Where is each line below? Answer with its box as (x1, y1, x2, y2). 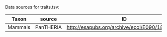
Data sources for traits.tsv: (5, 4, 60, 10)
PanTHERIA (35, 24, 62, 31)
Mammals (7, 24, 31, 31)
